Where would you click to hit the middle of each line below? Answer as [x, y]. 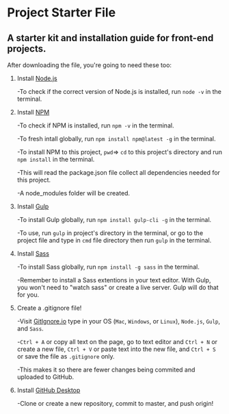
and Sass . [30, 328]
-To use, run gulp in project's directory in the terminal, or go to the [110, 233]
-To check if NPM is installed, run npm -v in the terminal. [95, 125]
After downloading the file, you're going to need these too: [90, 65]
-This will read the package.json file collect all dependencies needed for [119, 172]
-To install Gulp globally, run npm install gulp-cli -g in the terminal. [114, 220]
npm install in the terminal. [56, 159]
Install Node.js [37, 78]
